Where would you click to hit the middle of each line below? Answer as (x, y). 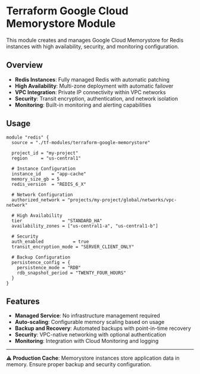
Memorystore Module (61, 24)
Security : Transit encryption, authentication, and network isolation (96, 98)
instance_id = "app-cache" (49, 174)
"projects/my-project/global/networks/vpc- (122, 200)
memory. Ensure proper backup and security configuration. (79, 364)
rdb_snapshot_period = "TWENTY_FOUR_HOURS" (72, 273)
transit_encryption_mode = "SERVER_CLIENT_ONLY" (73, 247)
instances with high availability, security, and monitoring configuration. (93, 46)
